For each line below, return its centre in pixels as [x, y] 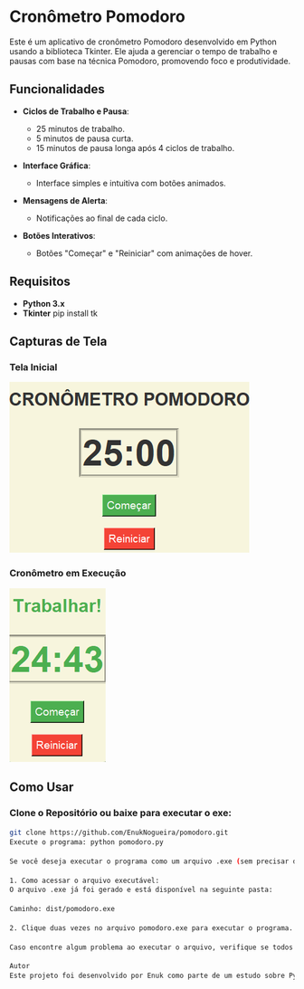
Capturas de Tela [58, 341]
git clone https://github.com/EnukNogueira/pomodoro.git [119, 833]
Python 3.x [43, 303]
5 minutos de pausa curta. [85, 138]
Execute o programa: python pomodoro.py [87, 842]
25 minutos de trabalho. [80, 128]
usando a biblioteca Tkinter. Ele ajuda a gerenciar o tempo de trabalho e [143, 51]
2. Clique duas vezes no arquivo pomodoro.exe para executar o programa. [152, 928]
